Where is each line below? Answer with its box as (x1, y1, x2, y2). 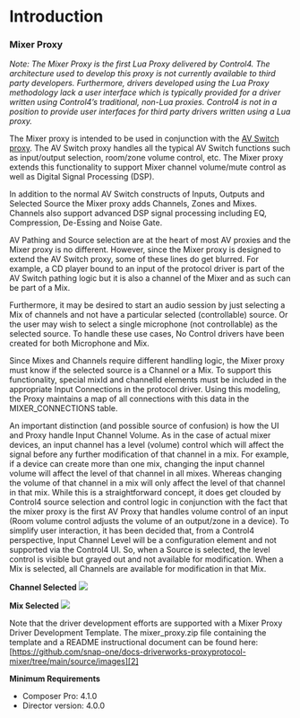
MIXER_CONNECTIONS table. (9, 403, 118, 414)
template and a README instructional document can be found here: (9, 637, 259, 648)
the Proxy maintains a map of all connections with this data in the (9, 393, 250, 405)
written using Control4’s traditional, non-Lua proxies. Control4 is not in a (9, 97, 278, 108)
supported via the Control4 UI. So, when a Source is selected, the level (9, 545, 270, 556)
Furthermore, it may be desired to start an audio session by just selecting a (9, 300, 286, 311)
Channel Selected (9, 582, 78, 593)
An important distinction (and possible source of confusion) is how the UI (9, 420, 279, 432)
